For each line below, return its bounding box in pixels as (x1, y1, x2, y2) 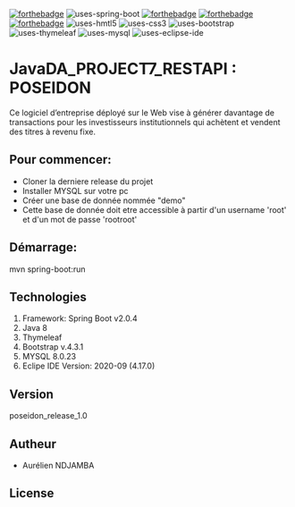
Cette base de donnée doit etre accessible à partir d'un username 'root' (21, 204, 287, 215)
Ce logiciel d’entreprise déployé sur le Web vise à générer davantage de (9, 107, 275, 118)
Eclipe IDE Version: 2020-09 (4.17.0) (21, 360, 156, 371)
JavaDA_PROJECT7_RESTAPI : (9, 59, 237, 80)
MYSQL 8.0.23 (21, 351, 77, 362)
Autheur (9, 436, 56, 452)
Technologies (9, 289, 88, 304)
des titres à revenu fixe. (9, 126, 97, 137)
